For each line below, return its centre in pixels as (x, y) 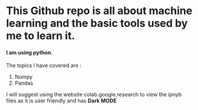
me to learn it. (41, 36)
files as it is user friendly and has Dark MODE (61, 101)
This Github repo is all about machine (99, 11)
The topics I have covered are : (44, 65)
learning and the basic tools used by (97, 23)
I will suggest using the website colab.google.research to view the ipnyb (94, 95)
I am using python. (30, 52)
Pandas (24, 83)
